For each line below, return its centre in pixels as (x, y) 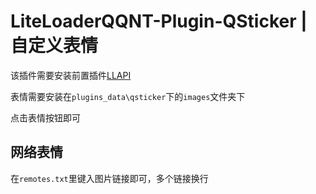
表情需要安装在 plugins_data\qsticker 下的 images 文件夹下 (128, 96)
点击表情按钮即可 (45, 117)
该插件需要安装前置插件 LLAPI (71, 75)
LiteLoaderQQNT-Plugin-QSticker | (159, 21)
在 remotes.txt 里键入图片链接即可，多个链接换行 (109, 178)
